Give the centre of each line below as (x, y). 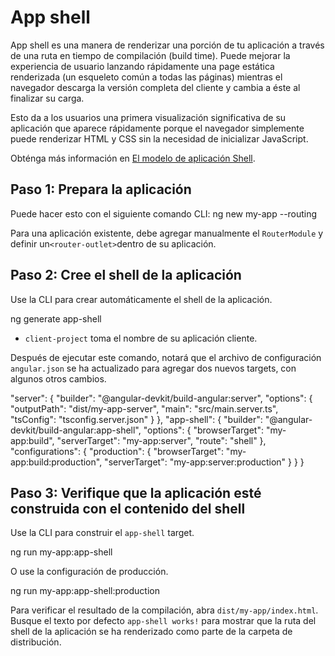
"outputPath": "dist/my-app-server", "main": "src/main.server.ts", (144, 408)
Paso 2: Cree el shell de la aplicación (126, 275)
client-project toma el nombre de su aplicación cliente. (141, 338)
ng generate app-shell (56, 318)
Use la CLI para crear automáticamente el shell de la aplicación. (141, 299)
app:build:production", (56, 462)
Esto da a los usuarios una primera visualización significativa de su (148, 117)
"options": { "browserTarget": (203, 430)
